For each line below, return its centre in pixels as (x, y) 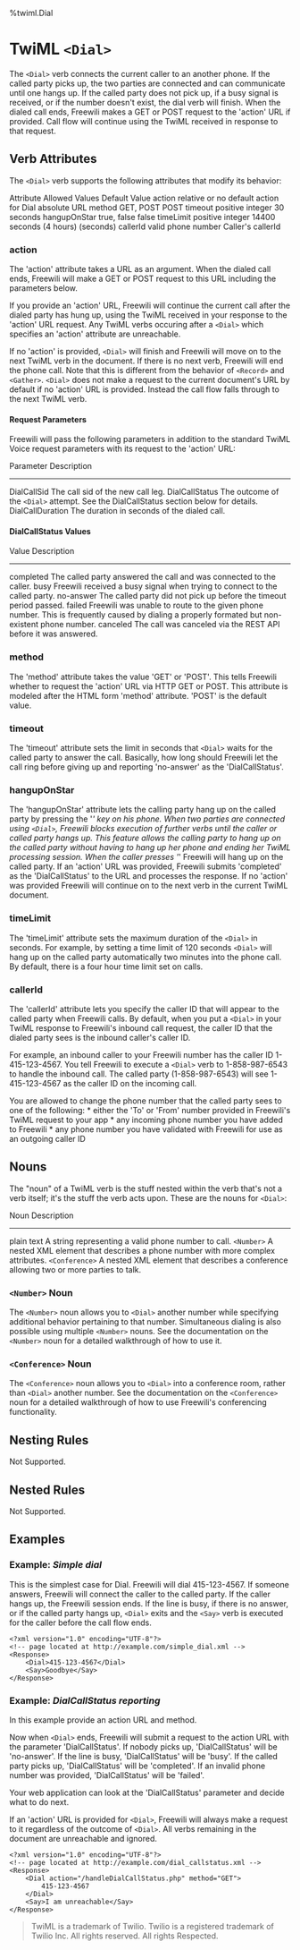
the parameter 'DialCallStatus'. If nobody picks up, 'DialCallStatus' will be (144, 1746)
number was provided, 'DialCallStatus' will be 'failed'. (107, 1775)
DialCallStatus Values (50, 531)
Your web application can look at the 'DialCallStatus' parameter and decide (147, 1792)
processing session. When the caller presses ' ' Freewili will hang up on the (146, 857)
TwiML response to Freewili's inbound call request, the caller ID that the (141, 1027)
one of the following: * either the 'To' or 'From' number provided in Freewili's (150, 1110)
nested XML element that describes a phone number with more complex (142, 1250)
